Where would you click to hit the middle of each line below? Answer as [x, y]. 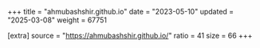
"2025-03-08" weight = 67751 [57, 20]
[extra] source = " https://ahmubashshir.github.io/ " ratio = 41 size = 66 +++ [130, 36]
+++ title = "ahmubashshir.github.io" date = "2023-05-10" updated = [121, 12]
